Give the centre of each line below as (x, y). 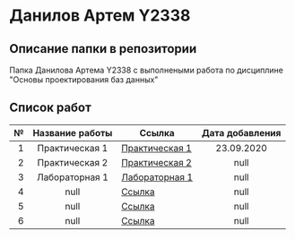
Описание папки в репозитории (103, 49)
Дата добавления (241, 132)
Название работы (73, 132)
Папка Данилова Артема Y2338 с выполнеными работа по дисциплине (147, 70)
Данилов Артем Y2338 (100, 16)
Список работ (50, 108)
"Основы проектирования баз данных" (84, 80)
